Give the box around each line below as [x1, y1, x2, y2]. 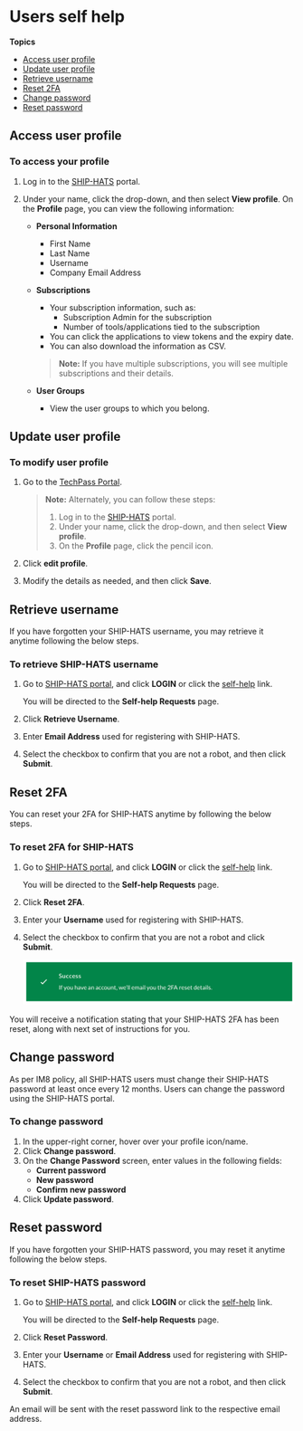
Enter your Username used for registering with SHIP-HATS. [22, 914, 244, 925]
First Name [49, 238, 91, 249]
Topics [9, 36, 36, 47]
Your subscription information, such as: [49, 301, 196, 313]
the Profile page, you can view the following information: [22, 203, 235, 214]
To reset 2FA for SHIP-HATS [9, 841, 134, 854]
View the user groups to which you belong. [49, 403, 210, 414]
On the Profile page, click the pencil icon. [58, 540, 214, 551]
